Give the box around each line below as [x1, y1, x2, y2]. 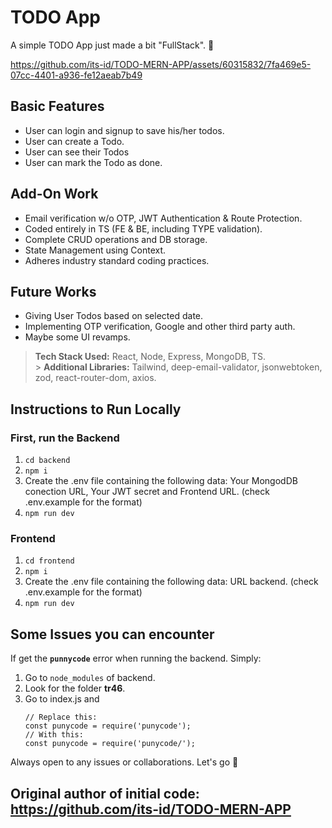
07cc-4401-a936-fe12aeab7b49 [10, 69, 143, 81]
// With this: [24, 730, 84, 740]
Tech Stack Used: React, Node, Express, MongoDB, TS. [34, 351, 267, 363]
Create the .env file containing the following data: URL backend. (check [24, 576, 319, 588]
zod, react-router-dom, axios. [34, 372, 157, 384]
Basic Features [10, 98, 105, 115]
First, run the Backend [10, 431, 120, 445]
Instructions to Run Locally [10, 401, 182, 418]
